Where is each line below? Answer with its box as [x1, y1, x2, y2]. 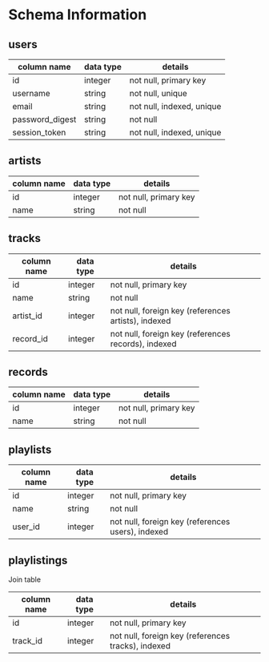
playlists [8, 442, 52, 456]
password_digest [12, 114, 77, 125]
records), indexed [110, 338, 177, 349]
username [12, 88, 50, 99]
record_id [12, 333, 48, 344]
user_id [12, 521, 40, 532]
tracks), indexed [109, 640, 171, 652]
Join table [8, 575, 42, 584]
